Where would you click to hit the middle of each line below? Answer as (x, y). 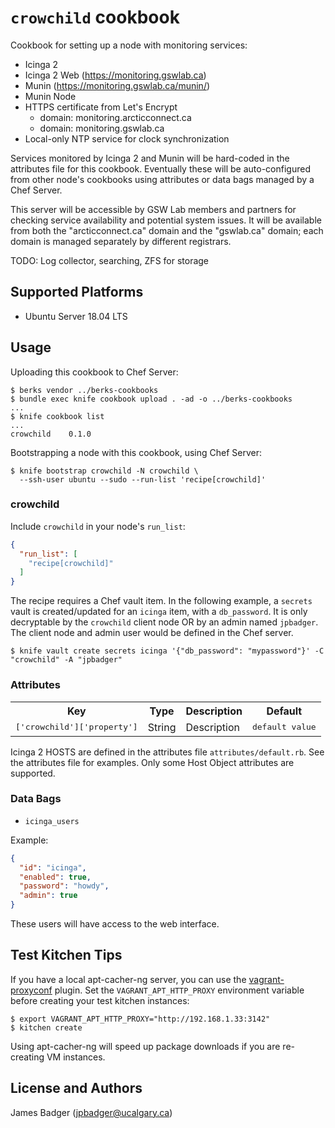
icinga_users (52, 821)
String (162, 727)
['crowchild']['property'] (76, 727)
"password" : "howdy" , (64, 886)
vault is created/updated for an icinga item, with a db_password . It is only (159, 612)
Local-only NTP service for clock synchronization (127, 138)
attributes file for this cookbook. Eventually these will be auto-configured (160, 168)
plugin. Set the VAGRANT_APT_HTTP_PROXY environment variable (179, 990)
